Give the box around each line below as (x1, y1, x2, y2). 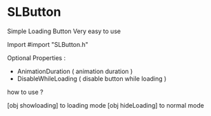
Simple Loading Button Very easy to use (7, 27, 121, 35)
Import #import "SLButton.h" (7, 40, 88, 48)
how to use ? (7, 88, 43, 96)
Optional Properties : (7, 53, 66, 62)
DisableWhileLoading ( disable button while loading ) (17, 74, 167, 83)
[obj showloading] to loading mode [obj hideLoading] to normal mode (7, 101, 205, 109)
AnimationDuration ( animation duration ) (17, 67, 133, 75)
